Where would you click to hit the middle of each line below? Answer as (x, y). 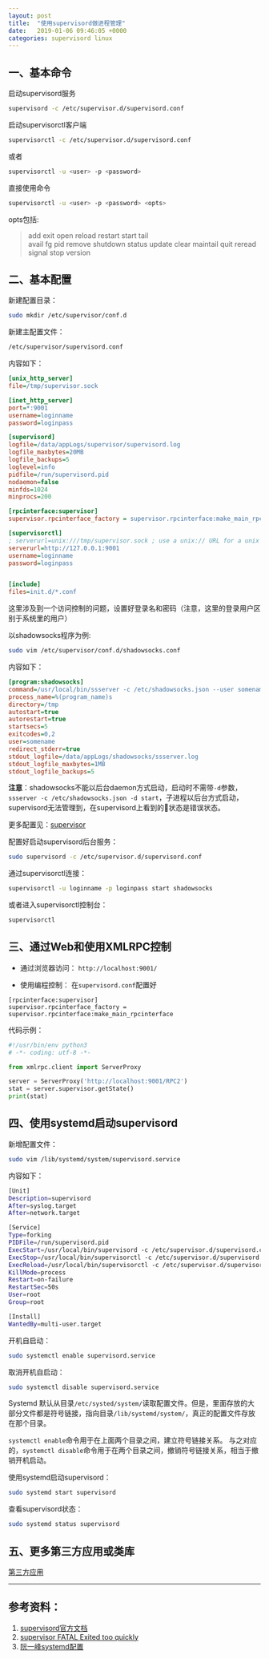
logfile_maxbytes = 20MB (46, 452)
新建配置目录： (33, 301)
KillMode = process (37, 1272)
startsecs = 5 (28, 727)
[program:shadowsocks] (46, 682)
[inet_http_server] (41, 400)
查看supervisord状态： (46, 1509)
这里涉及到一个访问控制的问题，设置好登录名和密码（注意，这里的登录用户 (131, 608)
